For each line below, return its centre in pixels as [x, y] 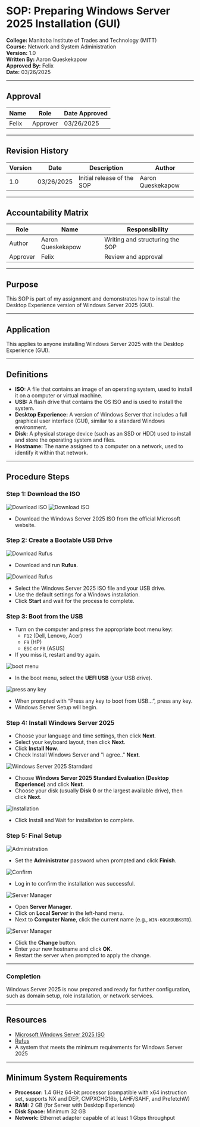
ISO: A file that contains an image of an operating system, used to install [103, 389]
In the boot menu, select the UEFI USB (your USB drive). [84, 678]
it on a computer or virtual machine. [59, 395]
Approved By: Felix [30, 65]
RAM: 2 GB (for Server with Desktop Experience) [75, 1105]
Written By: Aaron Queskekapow [47, 59]
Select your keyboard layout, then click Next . [70, 742]
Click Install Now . [37, 749]
